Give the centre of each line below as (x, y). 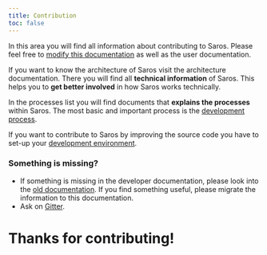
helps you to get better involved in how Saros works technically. (115, 86)
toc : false (26, 23)
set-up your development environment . (73, 143)
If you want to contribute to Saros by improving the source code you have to (134, 134)
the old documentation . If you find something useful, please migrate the (138, 189)
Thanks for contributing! (92, 238)
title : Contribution (43, 16)
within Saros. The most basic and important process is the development (127, 110)
